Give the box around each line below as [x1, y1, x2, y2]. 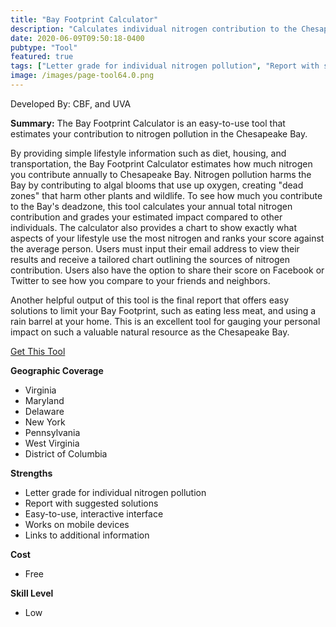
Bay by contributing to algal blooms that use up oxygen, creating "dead [10, 179, 304, 191]
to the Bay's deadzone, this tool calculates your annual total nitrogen [10, 200, 293, 212]
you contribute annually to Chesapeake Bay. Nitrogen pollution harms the [10, 168, 312, 180]
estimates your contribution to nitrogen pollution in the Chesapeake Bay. [10, 127, 308, 140]
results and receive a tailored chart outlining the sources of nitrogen [10, 253, 290, 265]
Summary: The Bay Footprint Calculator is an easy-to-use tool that [10, 117, 286, 129]
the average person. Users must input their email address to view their [10, 242, 300, 255]
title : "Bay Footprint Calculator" [10, 14, 159, 25]
